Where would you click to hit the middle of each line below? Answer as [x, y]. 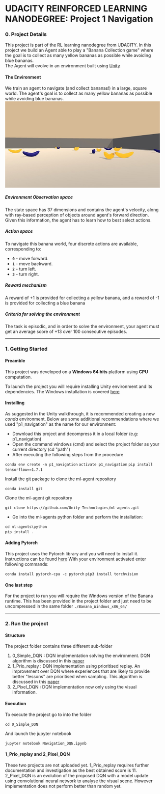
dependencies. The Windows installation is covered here [62, 391]
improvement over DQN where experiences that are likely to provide [81, 671]
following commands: [27, 564]
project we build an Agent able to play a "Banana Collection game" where [79, 50]
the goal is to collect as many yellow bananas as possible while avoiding [78, 55]
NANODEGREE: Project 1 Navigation [79, 19]
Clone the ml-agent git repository [39, 498]
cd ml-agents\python [26, 527]
